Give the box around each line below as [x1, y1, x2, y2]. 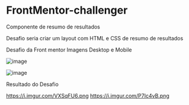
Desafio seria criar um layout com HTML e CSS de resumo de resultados [6, 34, 184, 42]
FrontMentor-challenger [6, 4, 128, 17]
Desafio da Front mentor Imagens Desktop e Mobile [6, 46, 132, 53]
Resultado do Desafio [6, 81, 59, 88]
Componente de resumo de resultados [6, 23, 101, 30]
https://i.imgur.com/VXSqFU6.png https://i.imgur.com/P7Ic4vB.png [6, 92, 170, 99]
